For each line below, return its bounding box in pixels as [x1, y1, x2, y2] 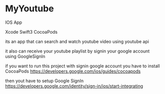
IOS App [5, 19, 22, 25]
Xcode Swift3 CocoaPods [5, 29, 58, 35]
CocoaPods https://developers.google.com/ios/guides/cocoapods [5, 68, 141, 74]
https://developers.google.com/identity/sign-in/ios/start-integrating [5, 83, 143, 89]
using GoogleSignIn [5, 53, 46, 59]
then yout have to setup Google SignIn [5, 78, 83, 84]
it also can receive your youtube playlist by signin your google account [5, 48, 150, 54]
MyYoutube [5, 3, 54, 14]
